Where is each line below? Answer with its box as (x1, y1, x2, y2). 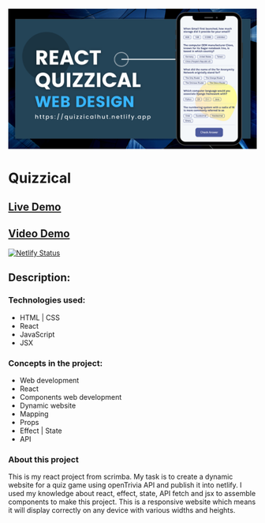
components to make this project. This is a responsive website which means (8, 497, 256, 506)
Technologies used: (8, 295, 86, 306)
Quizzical (8, 169, 72, 186)
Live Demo (8, 201, 62, 214)
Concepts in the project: (8, 357, 103, 368)
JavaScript (19, 329, 55, 339)
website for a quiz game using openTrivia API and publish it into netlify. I (8, 480, 242, 490)
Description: (8, 271, 71, 284)
